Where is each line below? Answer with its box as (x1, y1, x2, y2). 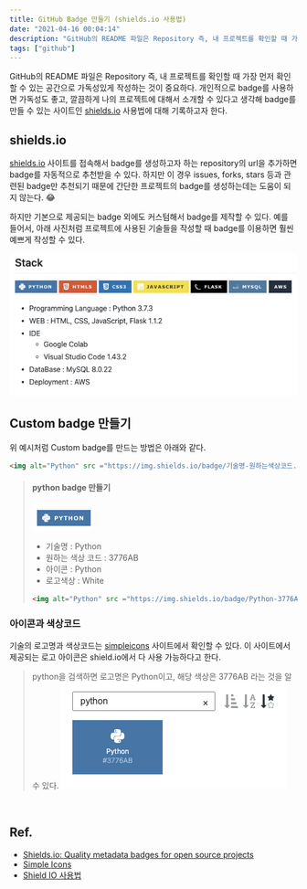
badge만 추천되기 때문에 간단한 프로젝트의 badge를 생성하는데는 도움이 (26, 181, 281, 192)
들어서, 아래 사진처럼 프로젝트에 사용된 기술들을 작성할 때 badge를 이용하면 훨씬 (9, 223, 294, 234)
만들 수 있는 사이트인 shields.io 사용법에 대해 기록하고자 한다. (9, 105, 228, 116)
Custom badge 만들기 (9, 416, 132, 431)
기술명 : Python (45, 540, 102, 552)
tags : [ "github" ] (9, 44, 76, 53)
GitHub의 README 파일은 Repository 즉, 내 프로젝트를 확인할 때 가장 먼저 (9, 71, 274, 82)
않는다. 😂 (18, 192, 56, 203)
